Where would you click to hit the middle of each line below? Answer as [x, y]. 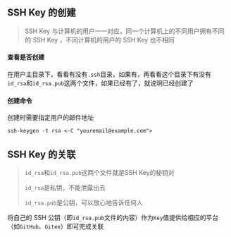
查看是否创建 [26, 57]
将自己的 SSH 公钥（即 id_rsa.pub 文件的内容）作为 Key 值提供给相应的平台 [113, 218]
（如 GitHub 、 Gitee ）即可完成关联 [56, 226]
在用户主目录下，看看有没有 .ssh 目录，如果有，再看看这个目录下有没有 [109, 74]
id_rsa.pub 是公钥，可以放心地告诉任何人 [83, 202]
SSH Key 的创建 [42, 13]
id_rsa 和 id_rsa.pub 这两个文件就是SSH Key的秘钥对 [99, 173]
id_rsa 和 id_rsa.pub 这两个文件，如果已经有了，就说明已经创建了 [100, 83]
